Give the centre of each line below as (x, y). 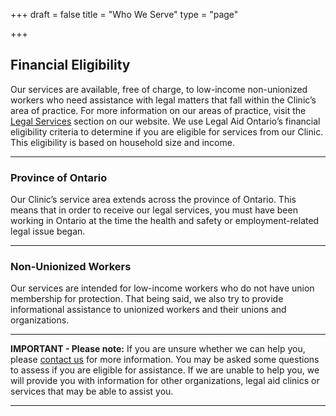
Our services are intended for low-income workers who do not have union (162, 288)
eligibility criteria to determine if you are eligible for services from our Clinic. (167, 131)
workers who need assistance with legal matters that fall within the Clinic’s (163, 100)
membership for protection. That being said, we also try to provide (147, 299)
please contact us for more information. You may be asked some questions (165, 360)
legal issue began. (48, 231)
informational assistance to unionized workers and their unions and (148, 310)
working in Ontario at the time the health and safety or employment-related (165, 221)
